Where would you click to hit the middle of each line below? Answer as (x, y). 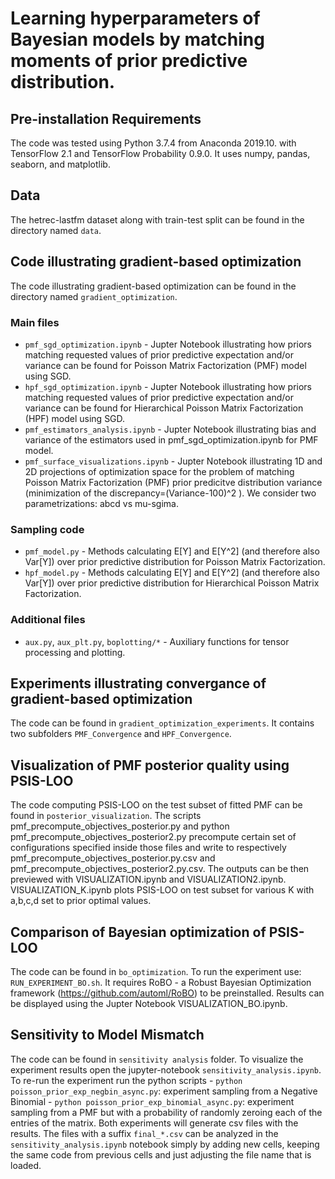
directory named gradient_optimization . (94, 296)
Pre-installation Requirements (106, 118)
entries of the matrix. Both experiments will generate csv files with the (154, 1123)
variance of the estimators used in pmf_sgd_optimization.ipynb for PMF (171, 439)
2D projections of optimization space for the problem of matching (159, 471)
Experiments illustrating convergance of (138, 683)
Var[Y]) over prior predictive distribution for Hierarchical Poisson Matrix (172, 583)
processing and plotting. (75, 652)
